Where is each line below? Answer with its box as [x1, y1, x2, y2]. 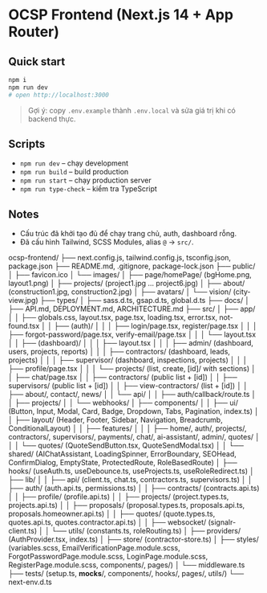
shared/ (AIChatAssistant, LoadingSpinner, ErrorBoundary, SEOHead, [8, 449, 237, 459]
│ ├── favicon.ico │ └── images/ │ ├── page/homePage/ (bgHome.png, [8, 270, 253, 280]
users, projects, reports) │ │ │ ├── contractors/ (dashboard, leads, [8, 347, 231, 357]
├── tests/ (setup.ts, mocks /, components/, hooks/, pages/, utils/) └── [8, 569, 245, 579]
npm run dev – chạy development [19, 158, 129, 168]
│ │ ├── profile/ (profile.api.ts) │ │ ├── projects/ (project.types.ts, [8, 492, 229, 501]
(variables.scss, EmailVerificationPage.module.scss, [8, 543, 180, 553]
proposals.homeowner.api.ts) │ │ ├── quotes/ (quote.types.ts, [8, 509, 216, 519]
